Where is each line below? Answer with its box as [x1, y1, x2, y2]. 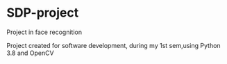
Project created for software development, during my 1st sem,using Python [6, 41, 221, 49]
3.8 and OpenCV [6, 49, 54, 57]
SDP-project [6, 5, 79, 21]
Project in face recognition [6, 28, 83, 36]
